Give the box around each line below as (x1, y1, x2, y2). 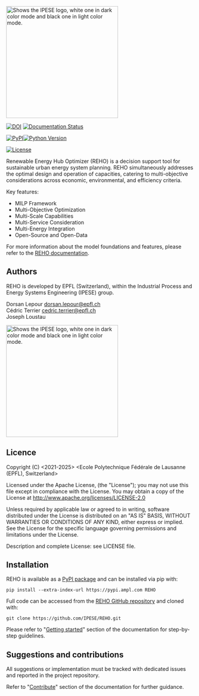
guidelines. (18, 632, 46, 639)
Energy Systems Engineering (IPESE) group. (6, 289, 114, 296)
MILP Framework (14, 200, 57, 207)
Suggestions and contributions (6, 649, 124, 660)
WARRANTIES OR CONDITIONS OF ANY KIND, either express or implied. (6, 518, 184, 525)
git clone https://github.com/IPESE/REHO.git (6, 615, 121, 621)
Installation (6, 560, 49, 570)
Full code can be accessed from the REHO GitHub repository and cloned (6, 598, 184, 605)
